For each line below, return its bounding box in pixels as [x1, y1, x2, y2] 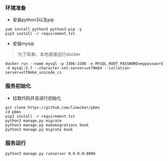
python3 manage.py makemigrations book [5, 122, 89, 127]
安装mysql [12, 41, 34, 47]
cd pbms [5, 109, 22, 114]
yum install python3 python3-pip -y [5, 27, 82, 32]
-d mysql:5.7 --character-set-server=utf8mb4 [5, 66, 102, 71]
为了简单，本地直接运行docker [17, 51, 81, 57]
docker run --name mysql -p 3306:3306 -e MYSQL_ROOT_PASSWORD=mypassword [5, 61, 163, 66]
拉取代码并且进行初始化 [12, 95, 61, 101]
